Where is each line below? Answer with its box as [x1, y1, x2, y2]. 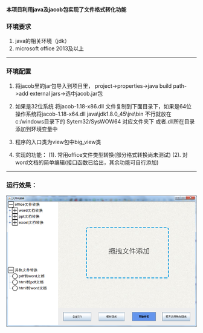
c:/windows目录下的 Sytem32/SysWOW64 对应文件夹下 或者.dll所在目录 [14, 117, 195, 125]
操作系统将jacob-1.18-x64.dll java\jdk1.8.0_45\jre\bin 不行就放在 [14, 110, 172, 117]
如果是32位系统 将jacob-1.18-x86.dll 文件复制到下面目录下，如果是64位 [14, 102, 192, 110]
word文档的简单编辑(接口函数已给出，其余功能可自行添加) [14, 159, 159, 166]
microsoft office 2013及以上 [14, 45, 85, 52]
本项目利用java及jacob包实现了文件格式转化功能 [6, 6, 127, 13]
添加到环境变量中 [14, 125, 58, 133]
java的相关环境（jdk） [14, 38, 71, 45]
